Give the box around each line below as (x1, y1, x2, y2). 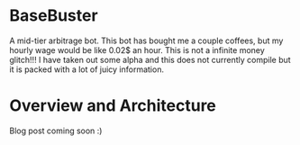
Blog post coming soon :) (9, 125, 103, 136)
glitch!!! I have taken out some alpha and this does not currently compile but (9, 54, 291, 65)
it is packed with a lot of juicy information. (9, 64, 165, 75)
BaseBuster (9, 5, 98, 26)
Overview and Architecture (9, 95, 216, 116)
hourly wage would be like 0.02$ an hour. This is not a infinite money (9, 44, 266, 55)
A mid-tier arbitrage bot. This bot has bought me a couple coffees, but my (9, 35, 284, 46)
